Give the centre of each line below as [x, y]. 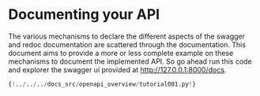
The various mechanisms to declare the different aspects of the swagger [126, 36]
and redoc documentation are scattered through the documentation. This [127, 44]
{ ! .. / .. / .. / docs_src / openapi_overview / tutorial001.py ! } [102, 84]
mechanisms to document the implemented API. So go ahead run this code [130, 61]
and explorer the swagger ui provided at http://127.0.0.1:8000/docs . [117, 69]
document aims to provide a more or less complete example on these [121, 53]
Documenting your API [84, 15]
